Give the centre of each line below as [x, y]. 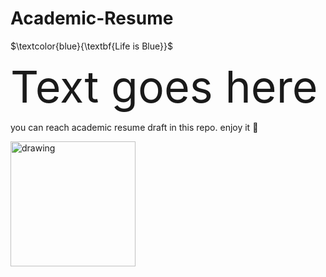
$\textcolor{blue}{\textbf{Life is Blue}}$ [91, 46]
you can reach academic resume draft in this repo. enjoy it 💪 [134, 127]
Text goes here [164, 86]
